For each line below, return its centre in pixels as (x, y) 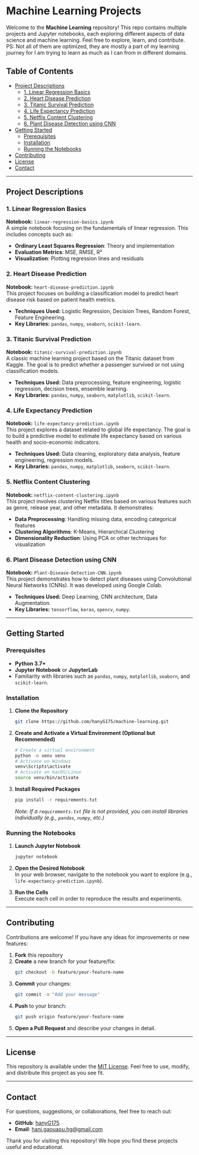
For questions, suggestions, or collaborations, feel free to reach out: (89, 1112)
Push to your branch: (41, 1006)
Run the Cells (31, 892)
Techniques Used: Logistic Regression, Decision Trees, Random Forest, (102, 311)
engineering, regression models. (54, 460)
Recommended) (35, 739)
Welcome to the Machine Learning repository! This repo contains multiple (97, 27)
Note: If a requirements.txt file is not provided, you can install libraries (101, 811)
